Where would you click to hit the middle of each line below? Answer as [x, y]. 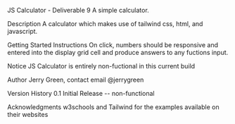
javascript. [23, 31]
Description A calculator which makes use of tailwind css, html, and [105, 24]
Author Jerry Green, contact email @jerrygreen [76, 80]
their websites [28, 114]
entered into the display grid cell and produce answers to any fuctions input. [118, 52]
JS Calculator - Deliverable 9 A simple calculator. [78, 10]
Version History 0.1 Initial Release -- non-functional [81, 93]
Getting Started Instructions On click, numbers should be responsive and [113, 45]
